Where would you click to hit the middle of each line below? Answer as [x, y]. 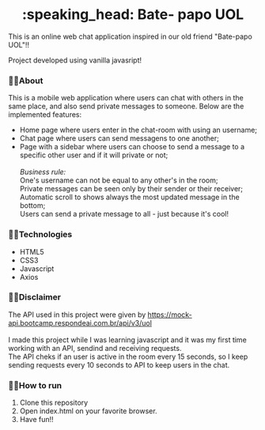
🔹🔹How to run [35, 385]
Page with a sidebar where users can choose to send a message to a [132, 147]
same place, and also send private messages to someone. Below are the [126, 106]
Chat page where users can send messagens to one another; [119, 138]
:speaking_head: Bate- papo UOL [133, 15]
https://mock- [170, 315]
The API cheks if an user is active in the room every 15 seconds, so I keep [128, 356]
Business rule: [43, 172]
